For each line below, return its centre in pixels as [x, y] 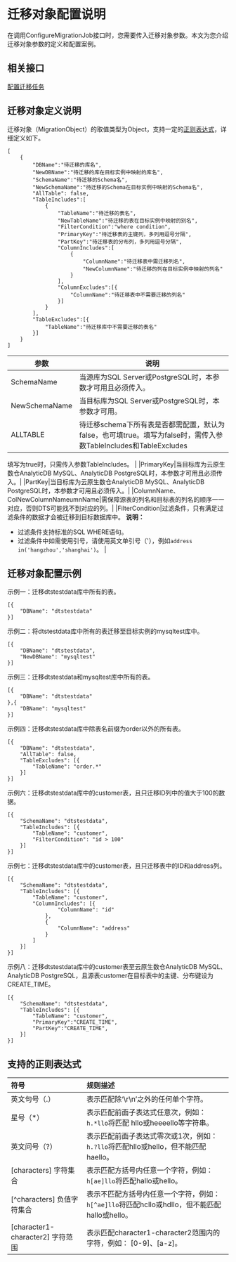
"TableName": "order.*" [67, 767]
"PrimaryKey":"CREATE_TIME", [75, 1022]
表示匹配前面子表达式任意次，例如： [146, 1112]
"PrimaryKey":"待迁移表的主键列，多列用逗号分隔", [124, 234]
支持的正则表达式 [44, 1064]
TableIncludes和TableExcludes [137, 445]
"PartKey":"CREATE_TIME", [71, 1029]
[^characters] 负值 [41, 1199]
